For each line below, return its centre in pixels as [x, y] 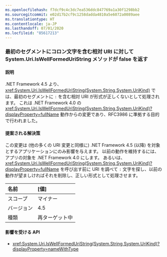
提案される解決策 [23, 133]
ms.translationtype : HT [30, 19]
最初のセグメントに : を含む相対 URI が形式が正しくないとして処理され [87, 97]
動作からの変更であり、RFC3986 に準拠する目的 [110, 114]
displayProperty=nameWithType [45, 249]
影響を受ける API [22, 232]
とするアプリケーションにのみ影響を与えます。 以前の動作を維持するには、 [82, 151]
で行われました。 [23, 121]
